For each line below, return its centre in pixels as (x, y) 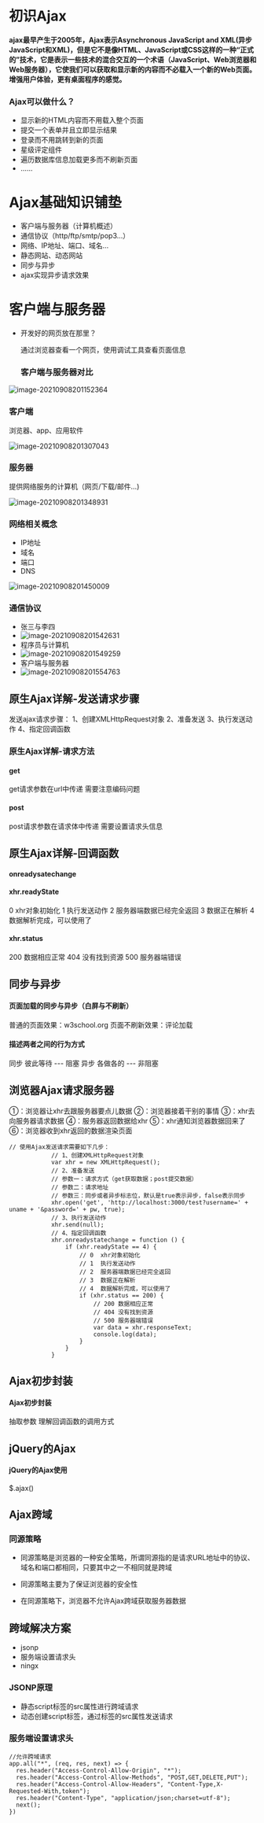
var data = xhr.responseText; (143, 1327)
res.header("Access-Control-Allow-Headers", (90, 1784)
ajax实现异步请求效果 (55, 275)
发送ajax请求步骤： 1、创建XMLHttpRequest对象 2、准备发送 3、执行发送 (127, 719)
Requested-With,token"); (49, 1791)
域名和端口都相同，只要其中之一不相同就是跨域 (96, 1567)
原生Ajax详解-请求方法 (52, 751)
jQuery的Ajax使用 (38, 1470)
